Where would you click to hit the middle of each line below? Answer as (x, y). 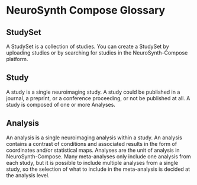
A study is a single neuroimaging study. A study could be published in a (93, 92)
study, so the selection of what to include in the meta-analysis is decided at (98, 169)
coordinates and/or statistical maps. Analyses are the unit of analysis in (93, 150)
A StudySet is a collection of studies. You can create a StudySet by (88, 46)
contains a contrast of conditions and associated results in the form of (92, 143)
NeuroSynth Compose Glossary (86, 10)
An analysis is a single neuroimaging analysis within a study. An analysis (94, 138)
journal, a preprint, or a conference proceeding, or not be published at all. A (98, 98)
